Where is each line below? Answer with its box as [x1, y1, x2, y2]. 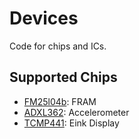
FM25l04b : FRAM [23, 95, 97, 107]
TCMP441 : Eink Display [23, 117, 120, 129]
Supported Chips [9, 69, 118, 86]
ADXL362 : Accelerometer [23, 106, 130, 118]
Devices [9, 7, 79, 30]
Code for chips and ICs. [9, 40, 107, 52]
